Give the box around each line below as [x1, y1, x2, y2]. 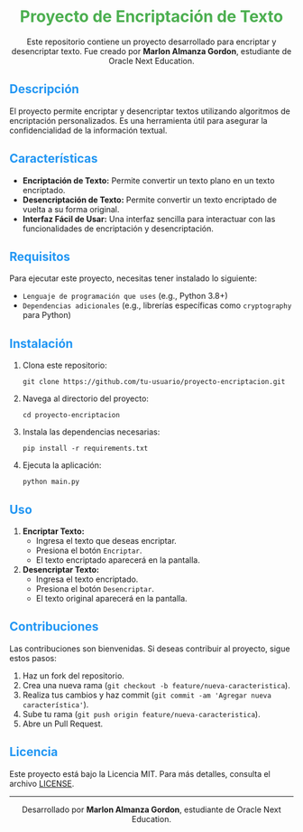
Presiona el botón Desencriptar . [35, 584, 155, 594]
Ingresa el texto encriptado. [35, 574, 139, 584]
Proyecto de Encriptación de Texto [19, 6, 284, 27]
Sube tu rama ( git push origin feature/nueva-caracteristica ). [22, 708, 261, 719]
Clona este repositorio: [22, 360, 107, 371]
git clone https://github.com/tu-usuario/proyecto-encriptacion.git [22, 378, 286, 387]
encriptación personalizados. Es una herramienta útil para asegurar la [9, 115, 268, 126]
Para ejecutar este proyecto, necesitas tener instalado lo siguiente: [9, 273, 257, 284]
